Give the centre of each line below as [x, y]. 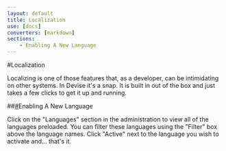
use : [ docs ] [24, 26]
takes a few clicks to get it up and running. [67, 93]
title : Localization [37, 20]
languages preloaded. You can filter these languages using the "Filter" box [112, 127]
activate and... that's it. [39, 141]
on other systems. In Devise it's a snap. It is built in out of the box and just [111, 85]
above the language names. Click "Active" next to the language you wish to [113, 134]
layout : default [30, 13]
